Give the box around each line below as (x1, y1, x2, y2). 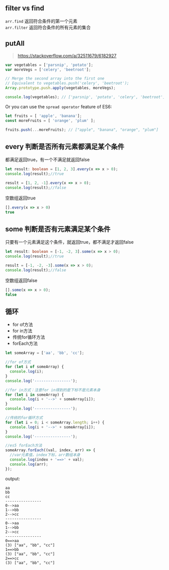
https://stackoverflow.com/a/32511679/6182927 (17, 52, 117, 58)
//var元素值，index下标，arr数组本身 (10, 453, 80, 458)
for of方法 (12, 322, 33, 328)
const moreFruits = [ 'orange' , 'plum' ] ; (5, 118, 96, 123)
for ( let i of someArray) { (5, 365, 64, 370)
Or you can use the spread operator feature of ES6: (5, 103, 112, 110)
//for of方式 (5, 360, 31, 365)
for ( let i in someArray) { (5, 392, 64, 397)
